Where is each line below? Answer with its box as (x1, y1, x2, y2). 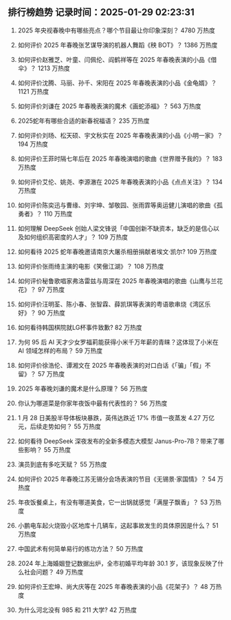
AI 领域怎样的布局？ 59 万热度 (17, 347, 103, 355)
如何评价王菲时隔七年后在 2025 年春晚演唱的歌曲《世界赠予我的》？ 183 (17, 154, 223, 163)
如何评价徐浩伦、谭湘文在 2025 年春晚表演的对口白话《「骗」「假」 (17, 361, 205, 369)
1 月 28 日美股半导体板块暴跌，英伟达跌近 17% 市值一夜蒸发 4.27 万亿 (17, 413, 215, 422)
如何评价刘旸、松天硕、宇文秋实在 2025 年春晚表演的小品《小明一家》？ (17, 131, 223, 139)
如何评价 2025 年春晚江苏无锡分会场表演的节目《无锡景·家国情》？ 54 (17, 475, 216, 483)
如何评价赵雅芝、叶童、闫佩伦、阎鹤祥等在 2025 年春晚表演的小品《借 (17, 55, 217, 63)
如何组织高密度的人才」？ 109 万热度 (23, 233, 128, 241)
